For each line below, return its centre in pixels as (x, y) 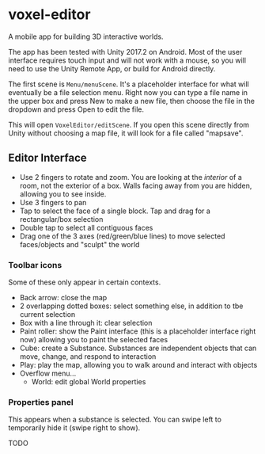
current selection (47, 315)
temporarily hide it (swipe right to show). (74, 428)
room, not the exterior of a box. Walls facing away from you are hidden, (136, 185)
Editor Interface (47, 158)
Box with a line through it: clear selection (86, 323)
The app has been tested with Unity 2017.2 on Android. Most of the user (125, 52)
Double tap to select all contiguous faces (86, 227)
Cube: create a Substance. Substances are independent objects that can (138, 348)
